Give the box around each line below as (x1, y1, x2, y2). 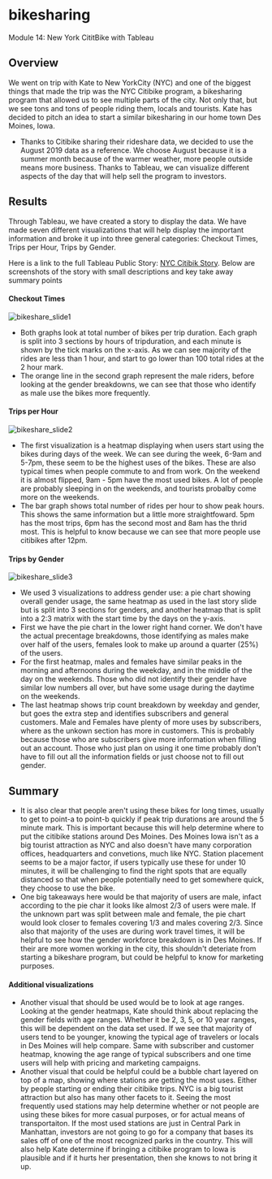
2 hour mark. (19, 362, 63, 371)
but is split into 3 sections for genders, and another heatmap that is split (19, 605, 261, 615)
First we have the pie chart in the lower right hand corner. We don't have (19, 622, 263, 632)
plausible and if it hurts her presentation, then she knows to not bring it (19, 1153, 257, 1163)
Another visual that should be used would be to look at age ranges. (19, 998, 245, 1008)
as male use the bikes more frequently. (19, 388, 150, 397)
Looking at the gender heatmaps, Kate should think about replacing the (19, 1006, 258, 1016)
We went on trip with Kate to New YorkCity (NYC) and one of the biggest (8, 77, 252, 87)
